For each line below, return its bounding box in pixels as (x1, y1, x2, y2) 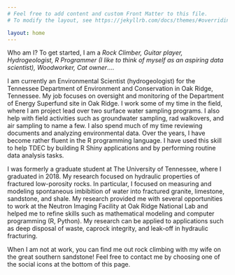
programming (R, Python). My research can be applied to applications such (7, 217, 224, 225)
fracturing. (7, 232, 38, 240)
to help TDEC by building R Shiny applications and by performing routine (7, 144, 216, 153)
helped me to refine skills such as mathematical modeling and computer (7, 209, 215, 218)
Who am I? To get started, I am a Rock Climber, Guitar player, (7, 48, 183, 57)
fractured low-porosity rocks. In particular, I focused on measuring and (7, 180, 212, 188)
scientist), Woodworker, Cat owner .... (7, 64, 115, 72)
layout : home (7, 29, 45, 36)
